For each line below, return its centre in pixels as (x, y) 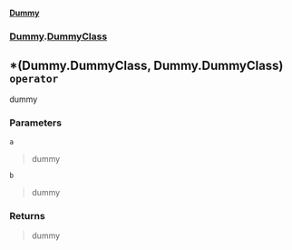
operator (34, 79)
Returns (27, 215)
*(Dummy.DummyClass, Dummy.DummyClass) (146, 65)
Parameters (35, 123)
